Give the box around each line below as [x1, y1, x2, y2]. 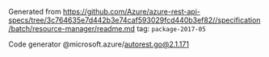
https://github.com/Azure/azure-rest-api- [63, 7, 200, 16]
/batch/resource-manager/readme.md [8, 24, 136, 33]
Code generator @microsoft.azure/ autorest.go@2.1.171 [8, 39, 190, 49]
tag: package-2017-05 [137, 24, 206, 33]
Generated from [8, 7, 62, 16]
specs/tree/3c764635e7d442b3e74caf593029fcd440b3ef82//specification [8, 15, 261, 25]
